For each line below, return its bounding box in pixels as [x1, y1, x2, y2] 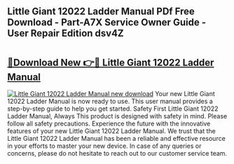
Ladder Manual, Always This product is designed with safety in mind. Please [7, 112, 228, 120]
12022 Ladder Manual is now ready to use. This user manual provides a [7, 97, 214, 105]
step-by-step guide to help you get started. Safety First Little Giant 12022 [7, 104, 219, 113]
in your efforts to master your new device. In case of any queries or [7, 142, 202, 150]
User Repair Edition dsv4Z [7, 27, 124, 39]
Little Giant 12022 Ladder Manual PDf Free [7, 6, 195, 18]
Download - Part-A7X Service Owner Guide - [7, 17, 207, 29]
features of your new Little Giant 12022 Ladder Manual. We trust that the [7, 127, 216, 135]
